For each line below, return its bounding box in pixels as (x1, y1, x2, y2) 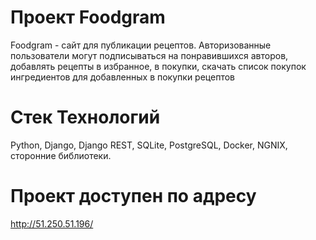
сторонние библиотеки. (10, 149, 112, 161)
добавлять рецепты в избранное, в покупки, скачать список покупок (10, 60, 307, 72)
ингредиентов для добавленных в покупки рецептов (10, 71, 235, 83)
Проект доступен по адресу (10, 185, 257, 208)
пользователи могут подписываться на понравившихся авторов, (10, 49, 289, 61)
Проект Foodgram (10, 6, 166, 29)
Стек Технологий (10, 106, 161, 129)
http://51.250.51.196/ (10, 217, 94, 230)
